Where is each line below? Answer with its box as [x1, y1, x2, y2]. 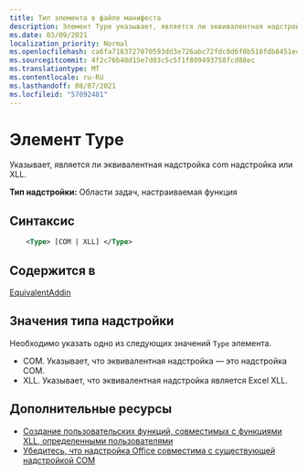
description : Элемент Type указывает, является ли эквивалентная [9, 22, 263, 31]
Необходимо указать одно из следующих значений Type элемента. [9, 337, 272, 348]
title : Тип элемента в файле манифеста [9, 13, 162, 23]
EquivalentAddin [9, 287, 71, 298]
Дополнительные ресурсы [9, 401, 172, 417]
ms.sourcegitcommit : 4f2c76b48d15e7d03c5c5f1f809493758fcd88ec [9, 56, 256, 65]
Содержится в [9, 262, 96, 279]
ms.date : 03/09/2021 [9, 30, 89, 39]
